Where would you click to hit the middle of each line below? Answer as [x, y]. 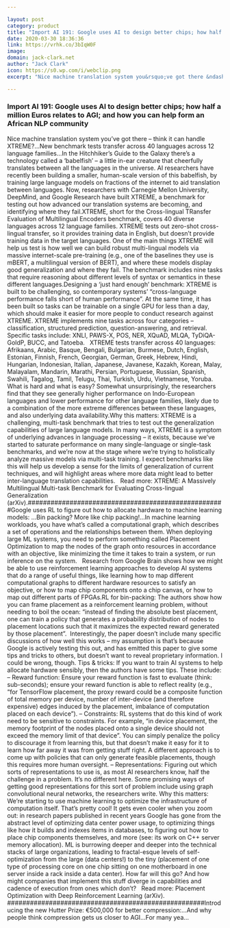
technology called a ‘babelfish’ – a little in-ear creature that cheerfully [105, 160]
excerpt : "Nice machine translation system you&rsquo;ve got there [105, 77]
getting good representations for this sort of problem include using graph [110, 786]
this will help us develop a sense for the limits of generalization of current [111, 466]
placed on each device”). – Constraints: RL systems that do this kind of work [115, 714]
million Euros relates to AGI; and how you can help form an [106, 115]
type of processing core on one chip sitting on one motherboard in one [107, 866]
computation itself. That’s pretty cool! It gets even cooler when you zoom [110, 808]
